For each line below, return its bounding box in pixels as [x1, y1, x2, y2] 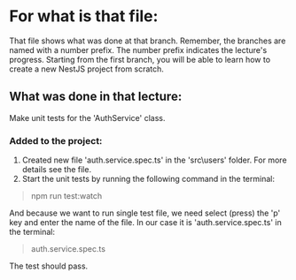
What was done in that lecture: [9, 89, 183, 104]
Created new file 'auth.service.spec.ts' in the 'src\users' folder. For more [21, 155, 287, 165]
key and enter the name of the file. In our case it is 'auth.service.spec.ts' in [9, 217, 282, 228]
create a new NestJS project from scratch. [9, 64, 164, 74]
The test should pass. [9, 261, 89, 271]
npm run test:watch [30, 191, 103, 201]
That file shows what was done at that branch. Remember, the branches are [9, 35, 286, 46]
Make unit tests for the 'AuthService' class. [9, 112, 166, 123]
